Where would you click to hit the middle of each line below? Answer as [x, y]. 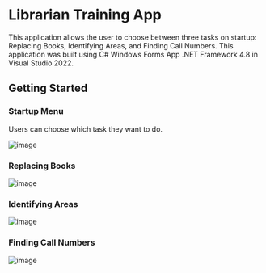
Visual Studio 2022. [41, 63]
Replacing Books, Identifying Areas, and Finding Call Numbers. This [121, 45]
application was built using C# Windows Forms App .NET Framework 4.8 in [133, 54]
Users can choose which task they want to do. [86, 129]
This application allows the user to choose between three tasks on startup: [133, 37]
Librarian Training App [85, 15]
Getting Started [48, 88]
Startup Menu [36, 111]
